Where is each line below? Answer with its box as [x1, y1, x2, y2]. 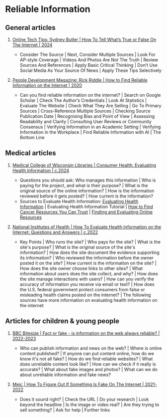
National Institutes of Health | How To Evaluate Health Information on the [12, 223, 162, 230]
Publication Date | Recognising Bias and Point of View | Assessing [19, 113, 155, 119]
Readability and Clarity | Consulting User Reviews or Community [19, 119, 152, 124]
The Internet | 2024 [12, 42, 53, 48]
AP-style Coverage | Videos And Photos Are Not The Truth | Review [19, 57, 159, 63]
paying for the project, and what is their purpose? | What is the [19, 182, 148, 188]
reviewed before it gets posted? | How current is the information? [19, 193, 153, 199]
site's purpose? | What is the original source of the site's [19, 244, 136, 250]
